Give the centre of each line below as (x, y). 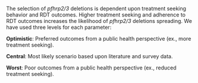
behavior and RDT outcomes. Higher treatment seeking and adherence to (96, 15)
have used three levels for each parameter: (59, 27)
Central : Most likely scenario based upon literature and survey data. (89, 56)
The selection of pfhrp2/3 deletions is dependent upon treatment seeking (96, 9)
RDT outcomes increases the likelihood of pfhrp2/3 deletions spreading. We (99, 21)
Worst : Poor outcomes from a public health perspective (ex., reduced (91, 68)
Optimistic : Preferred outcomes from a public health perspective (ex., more (99, 39)
